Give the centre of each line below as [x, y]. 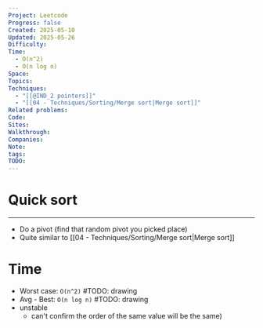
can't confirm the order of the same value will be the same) [127, 316]
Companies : [26, 139]
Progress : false [34, 23]
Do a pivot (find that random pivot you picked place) [103, 229]
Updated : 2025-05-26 [42, 37]
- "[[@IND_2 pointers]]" [56, 96]
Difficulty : [27, 45]
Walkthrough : [29, 132]
